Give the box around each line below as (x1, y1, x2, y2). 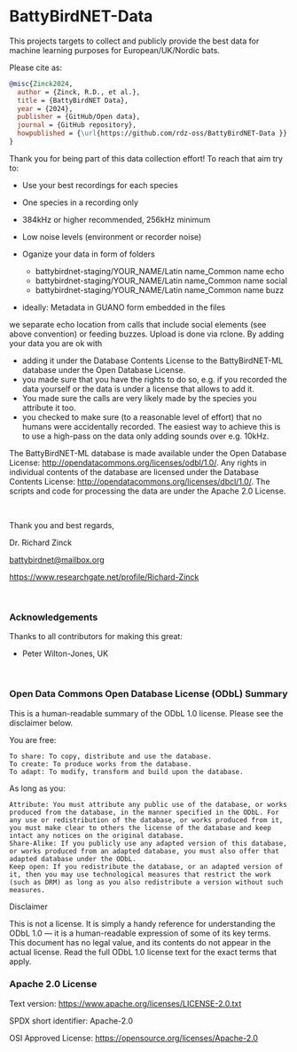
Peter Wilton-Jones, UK (21, 648, 109, 659)
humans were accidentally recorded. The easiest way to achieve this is (21, 421, 281, 431)
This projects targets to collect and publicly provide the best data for (9, 36, 260, 46)
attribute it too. (21, 402, 77, 413)
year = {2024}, (17, 104, 74, 113)
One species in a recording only (21, 197, 139, 208)
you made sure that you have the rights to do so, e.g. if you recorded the (21, 374, 287, 384)
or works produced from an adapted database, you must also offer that (9, 846, 279, 856)
